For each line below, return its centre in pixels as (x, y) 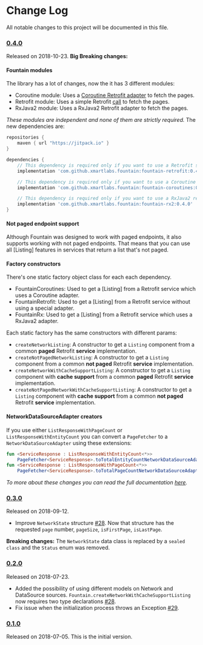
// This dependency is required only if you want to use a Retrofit (105, 165)
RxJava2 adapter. (37, 321)
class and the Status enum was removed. (58, 548)
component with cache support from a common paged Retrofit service (104, 377)
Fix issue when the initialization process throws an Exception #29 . (97, 607)
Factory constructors (34, 264)
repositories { (25, 138)
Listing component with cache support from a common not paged (99, 396)
